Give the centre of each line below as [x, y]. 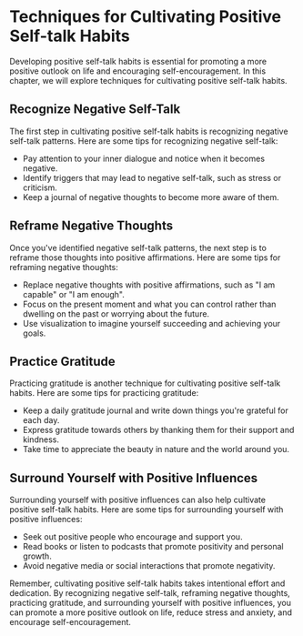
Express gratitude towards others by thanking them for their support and [158, 430]
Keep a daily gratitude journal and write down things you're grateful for [156, 410]
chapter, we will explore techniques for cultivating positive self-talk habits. [149, 80]
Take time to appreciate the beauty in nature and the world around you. [156, 449]
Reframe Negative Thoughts [91, 226]
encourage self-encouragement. [71, 622]
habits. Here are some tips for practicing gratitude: [104, 393]
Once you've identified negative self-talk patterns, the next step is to [138, 247]
